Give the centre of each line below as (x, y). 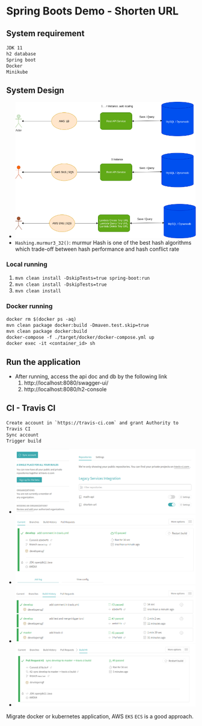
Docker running (29, 306)
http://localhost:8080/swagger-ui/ (66, 383)
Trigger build (24, 441)
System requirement (45, 33)
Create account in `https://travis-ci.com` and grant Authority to (93, 423)
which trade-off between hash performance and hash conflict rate (97, 249)
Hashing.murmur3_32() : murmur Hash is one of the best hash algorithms (103, 242)
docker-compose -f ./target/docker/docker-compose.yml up (80, 338)
